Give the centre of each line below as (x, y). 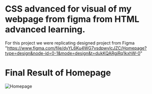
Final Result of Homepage (58, 73)
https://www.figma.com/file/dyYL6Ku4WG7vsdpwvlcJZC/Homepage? (77, 48)
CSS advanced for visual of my (68, 9)
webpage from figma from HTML (72, 19)
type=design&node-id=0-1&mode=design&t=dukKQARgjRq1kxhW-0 (73, 53)
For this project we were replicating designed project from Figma (70, 43)
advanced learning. (45, 30)
